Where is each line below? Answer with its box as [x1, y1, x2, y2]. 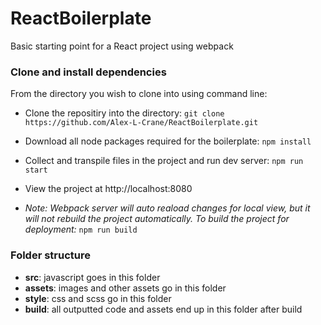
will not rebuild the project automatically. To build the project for [24, 213, 290, 225]
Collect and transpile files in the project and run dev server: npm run [24, 155, 304, 167]
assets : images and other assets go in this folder [24, 282, 227, 294]
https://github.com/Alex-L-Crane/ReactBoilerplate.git [24, 118, 259, 128]
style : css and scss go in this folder [24, 292, 172, 304]
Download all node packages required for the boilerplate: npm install [24, 135, 312, 147]
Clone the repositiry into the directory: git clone [24, 107, 225, 119]
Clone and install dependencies [10, 65, 167, 79]
